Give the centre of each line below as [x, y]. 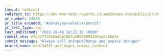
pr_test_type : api [23, 28]
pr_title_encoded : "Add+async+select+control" [53, 23]
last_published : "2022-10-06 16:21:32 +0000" [52, 32]
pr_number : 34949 [22, 19]
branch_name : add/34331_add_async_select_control [56, 46]
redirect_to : [18, 14]
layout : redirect [22, 9]
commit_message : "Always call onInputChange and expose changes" [72, 41]
